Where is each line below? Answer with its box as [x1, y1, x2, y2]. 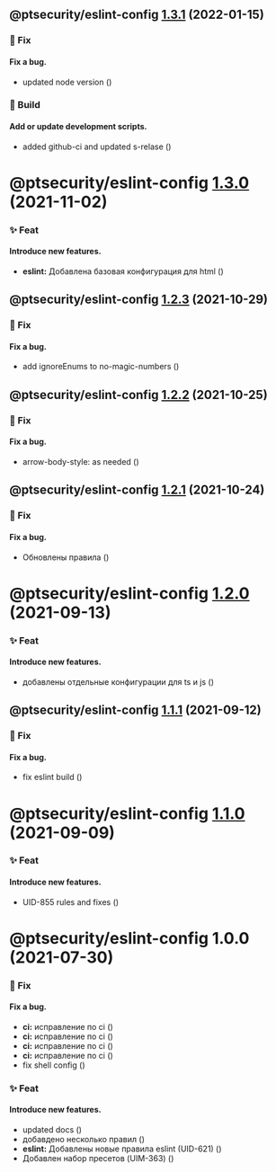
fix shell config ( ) [22, 1060, 85, 1070]
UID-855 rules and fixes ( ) [22, 896, 120, 907]
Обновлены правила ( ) [22, 552, 110, 563]
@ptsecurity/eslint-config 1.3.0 [9, 173, 250, 192]
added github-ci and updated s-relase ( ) [22, 141, 172, 152]
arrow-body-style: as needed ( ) [22, 456, 139, 466]
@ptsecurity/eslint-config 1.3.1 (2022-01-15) [9, 7, 265, 22]
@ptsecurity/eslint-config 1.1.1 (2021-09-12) [9, 703, 263, 718]
